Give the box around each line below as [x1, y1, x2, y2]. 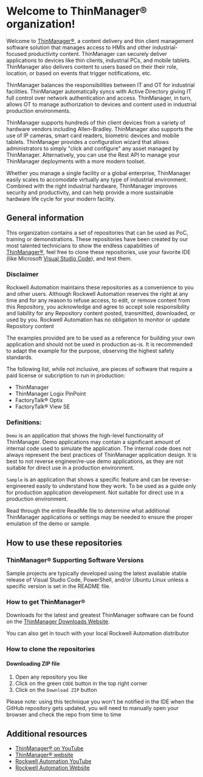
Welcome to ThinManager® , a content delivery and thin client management [6, 37, 194, 44]
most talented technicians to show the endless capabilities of [6, 242, 159, 249]
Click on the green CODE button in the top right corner [15, 680, 148, 687]
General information [6, 213, 84, 223]
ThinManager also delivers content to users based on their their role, [6, 63, 178, 70]
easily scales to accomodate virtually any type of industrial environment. [6, 176, 188, 183]
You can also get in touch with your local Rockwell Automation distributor [6, 630, 190, 637]
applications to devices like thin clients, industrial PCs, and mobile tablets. [6, 56, 191, 64]
